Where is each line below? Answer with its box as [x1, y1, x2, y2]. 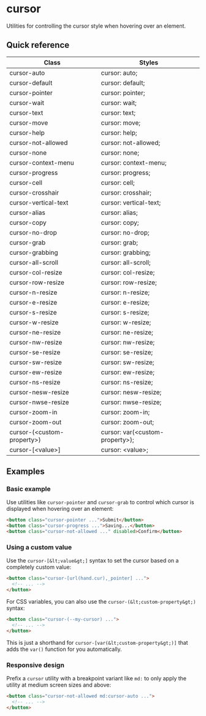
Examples [6, 466, 45, 477]
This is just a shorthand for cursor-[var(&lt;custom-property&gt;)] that [6, 639, 188, 646]
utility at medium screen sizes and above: [6, 681, 112, 688]
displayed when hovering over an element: [6, 505, 114, 513]
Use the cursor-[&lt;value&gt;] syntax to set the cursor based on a [6, 557, 179, 564]
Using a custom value [6, 543, 72, 551]
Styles [139, 58, 158, 66]
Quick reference [6, 40, 70, 50]
